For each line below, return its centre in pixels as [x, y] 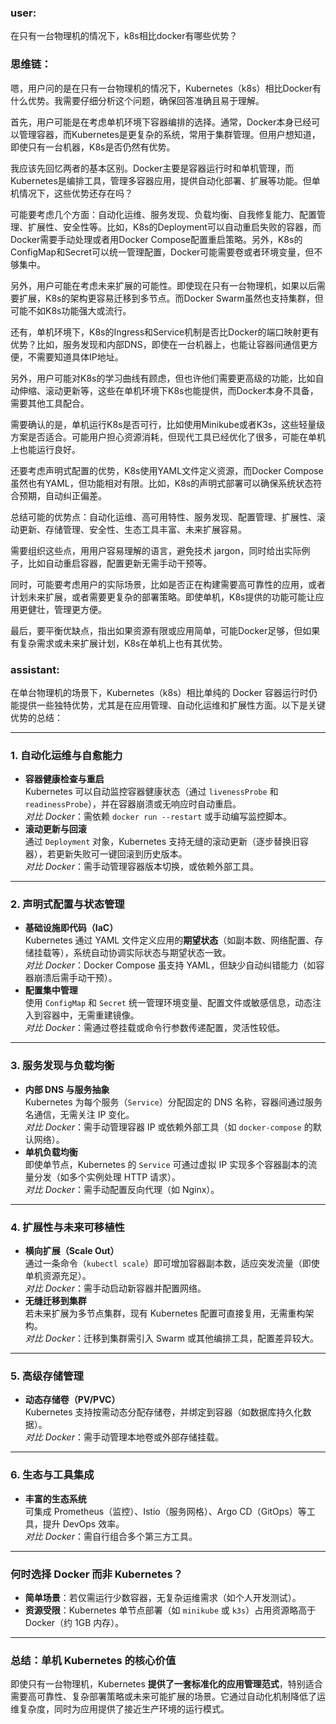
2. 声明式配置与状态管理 [67, 904]
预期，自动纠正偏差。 [62, 495]
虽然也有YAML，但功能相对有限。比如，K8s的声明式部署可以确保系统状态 [162, 483]
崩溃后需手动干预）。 [75, 978]
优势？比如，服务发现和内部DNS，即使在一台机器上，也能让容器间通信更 [160, 344]
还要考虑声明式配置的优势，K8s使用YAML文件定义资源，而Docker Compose [167, 470]
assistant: [35, 669]
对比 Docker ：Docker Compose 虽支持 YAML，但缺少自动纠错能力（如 [170, 965]
